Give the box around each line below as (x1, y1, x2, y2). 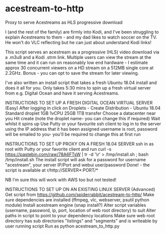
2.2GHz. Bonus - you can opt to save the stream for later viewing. (5, 70, 139, 76)
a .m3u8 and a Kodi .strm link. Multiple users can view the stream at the (5, 54, 152, 60)
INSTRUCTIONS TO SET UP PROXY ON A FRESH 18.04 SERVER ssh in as (5, 140, 154, 146)
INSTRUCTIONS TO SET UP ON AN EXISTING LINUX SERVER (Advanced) (5, 186, 156, 192)
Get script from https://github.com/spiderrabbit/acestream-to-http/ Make (5, 191, 155, 197)
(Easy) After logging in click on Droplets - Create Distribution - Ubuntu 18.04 (5, 105, 161, 111)
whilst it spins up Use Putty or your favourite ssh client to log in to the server (5, 121, 161, 127)
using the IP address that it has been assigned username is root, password (5, 126, 158, 132)
